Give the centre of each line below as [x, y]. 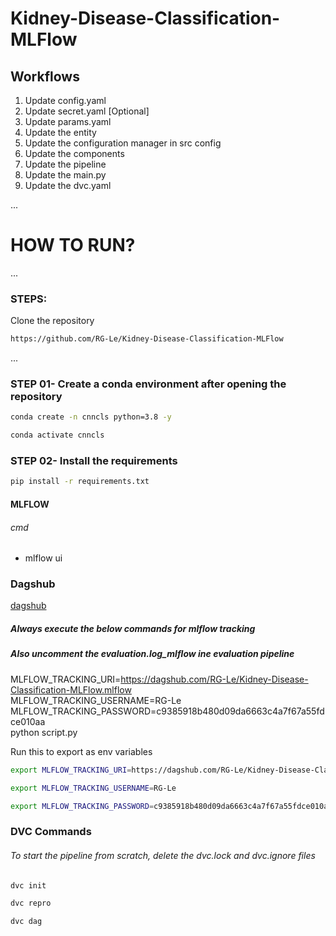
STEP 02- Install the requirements [94, 461]
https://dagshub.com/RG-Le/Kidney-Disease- [214, 679]
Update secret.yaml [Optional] [87, 111]
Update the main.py [65, 175]
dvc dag [26, 922]
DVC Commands [51, 832]
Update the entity [60, 132]
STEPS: [29, 299]
